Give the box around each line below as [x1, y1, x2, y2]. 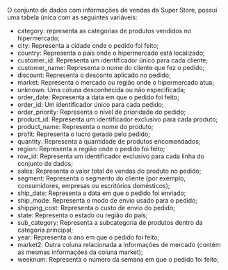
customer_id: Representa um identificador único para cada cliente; [17, 56, 209, 65]
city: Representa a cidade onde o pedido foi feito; [17, 42, 159, 49]
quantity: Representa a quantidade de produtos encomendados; [17, 137, 201, 145]
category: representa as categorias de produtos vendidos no [17, 27, 192, 35]
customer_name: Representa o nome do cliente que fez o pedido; [17, 64, 205, 71]
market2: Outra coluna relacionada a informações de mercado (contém [17, 241, 221, 248]
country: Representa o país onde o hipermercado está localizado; [17, 49, 205, 57]
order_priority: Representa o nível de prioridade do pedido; [17, 108, 186, 116]
